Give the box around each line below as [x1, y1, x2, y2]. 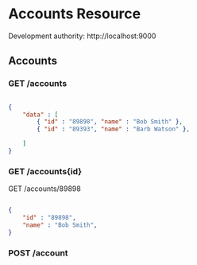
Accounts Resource [8, 5, 141, 23]
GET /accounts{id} [8, 166, 82, 177]
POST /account [8, 247, 69, 259]
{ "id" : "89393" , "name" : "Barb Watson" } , [37, 125, 191, 134]
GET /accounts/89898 [8, 184, 81, 193]
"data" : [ [22, 111, 59, 119]
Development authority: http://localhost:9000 [8, 31, 156, 41]
